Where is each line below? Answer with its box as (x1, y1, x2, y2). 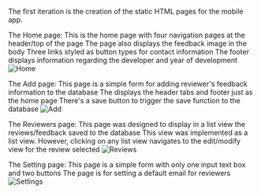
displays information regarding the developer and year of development (8, 55, 238, 65)
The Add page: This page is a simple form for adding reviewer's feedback (8, 79, 248, 88)
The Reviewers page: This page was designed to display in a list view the (8, 120, 246, 129)
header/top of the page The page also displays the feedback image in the (8, 39, 247, 48)
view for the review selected (8, 145, 100, 154)
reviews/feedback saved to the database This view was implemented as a (8, 128, 248, 137)
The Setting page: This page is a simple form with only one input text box (8, 160, 246, 169)
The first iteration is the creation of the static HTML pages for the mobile (8, 7, 244, 16)
